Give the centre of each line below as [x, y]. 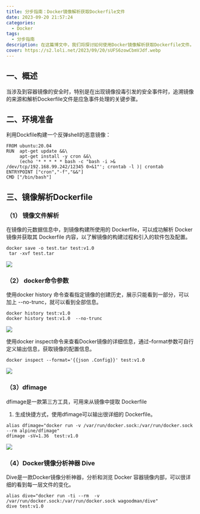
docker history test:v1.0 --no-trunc [54, 319]
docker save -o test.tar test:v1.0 [50, 248]
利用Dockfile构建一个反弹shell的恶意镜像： [59, 135]
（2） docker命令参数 [37, 280]
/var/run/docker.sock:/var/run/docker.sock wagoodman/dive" [82, 501]
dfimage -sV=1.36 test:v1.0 [42, 436]
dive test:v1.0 [25, 506]
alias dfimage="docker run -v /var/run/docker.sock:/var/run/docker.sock [100, 425]
